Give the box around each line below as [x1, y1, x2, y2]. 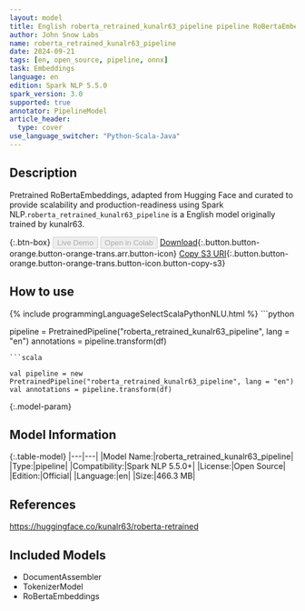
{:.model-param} [9, 401, 73, 412]
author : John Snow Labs [9, 30, 100, 39]
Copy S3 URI [178, 247, 227, 259]
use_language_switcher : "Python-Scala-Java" [9, 132, 181, 141]
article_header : [9, 115, 71, 124]
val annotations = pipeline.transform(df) [9, 385, 172, 394]
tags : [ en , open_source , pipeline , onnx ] [9, 55, 169, 65]
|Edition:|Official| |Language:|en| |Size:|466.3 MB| [9, 470, 196, 482]
